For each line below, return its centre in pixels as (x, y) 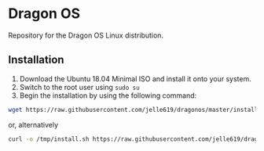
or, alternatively (33, 124)
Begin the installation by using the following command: (108, 95)
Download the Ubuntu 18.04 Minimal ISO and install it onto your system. (135, 78)
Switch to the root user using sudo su (79, 87)
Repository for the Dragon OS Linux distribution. (86, 35)
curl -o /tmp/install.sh (49, 139)
